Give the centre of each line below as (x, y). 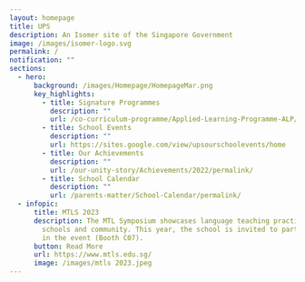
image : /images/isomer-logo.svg (70, 43)
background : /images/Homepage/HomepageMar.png (123, 86)
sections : (28, 69)
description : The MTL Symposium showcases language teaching (152, 221)
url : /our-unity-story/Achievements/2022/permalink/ (152, 170)
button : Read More (68, 247)
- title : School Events (87, 128)
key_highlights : (64, 94)
